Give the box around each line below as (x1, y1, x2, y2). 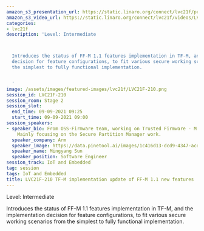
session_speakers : (6, 120, 53, 126)
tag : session (6, 165, 39, 171)
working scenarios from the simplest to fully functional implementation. (6, 218, 185, 225)
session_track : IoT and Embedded (6, 159, 91, 166)
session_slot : (6, 103, 42, 109)
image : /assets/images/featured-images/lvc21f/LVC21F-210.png (6, 86, 167, 92)
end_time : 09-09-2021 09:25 (12, 109, 83, 115)
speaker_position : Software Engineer (12, 154, 107, 160)
